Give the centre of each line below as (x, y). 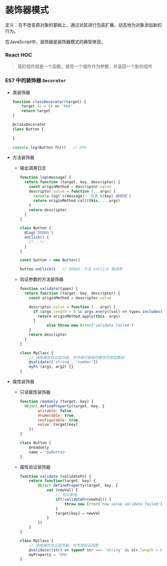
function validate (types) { (49, 289)
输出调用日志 (33, 168)
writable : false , (55, 411)
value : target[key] (58, 425)
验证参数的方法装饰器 (42, 280)
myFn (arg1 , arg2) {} (51, 367)
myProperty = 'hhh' (49, 555)
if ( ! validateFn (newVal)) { (83, 499)
